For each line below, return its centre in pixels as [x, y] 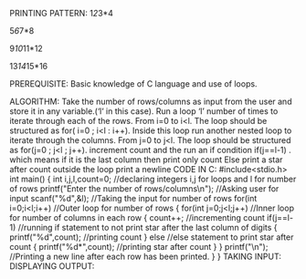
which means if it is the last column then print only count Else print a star [146, 160]
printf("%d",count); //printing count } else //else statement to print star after [152, 237]
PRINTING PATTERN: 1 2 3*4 [62, 13]
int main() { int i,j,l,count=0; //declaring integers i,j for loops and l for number [153, 179]
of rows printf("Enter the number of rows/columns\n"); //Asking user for [144, 189]
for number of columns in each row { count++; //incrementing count [137, 217]
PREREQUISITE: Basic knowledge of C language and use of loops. [133, 84]
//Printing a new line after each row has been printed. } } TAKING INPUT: [145, 256]
